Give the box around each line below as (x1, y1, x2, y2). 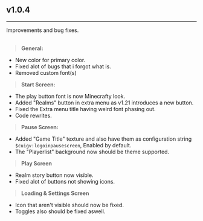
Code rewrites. (14, 112, 53, 119)
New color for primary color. (14, 56, 86, 63)
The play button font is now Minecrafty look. (14, 92, 126, 100)
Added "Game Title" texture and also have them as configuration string (14, 135, 192, 143)
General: (21, 45, 43, 52)
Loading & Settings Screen (21, 190, 89, 197)
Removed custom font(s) (14, 69, 77, 76)
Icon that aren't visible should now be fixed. (14, 201, 124, 208)
